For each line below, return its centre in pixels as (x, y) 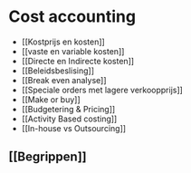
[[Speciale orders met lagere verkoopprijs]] (102, 90)
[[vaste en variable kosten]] (73, 51)
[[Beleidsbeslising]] (57, 71)
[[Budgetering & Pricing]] (68, 109)
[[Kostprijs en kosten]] (63, 42)
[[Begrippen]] (48, 157)
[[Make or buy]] (51, 99)
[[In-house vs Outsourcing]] (74, 128)
